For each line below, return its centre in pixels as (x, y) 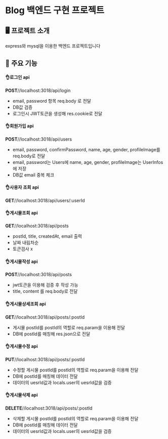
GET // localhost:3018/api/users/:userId (45, 201)
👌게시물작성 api (22, 261)
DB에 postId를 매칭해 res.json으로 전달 (51, 334)
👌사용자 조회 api (22, 187)
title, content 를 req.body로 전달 (45, 291)
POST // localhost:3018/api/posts (39, 275)
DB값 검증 (23, 107)
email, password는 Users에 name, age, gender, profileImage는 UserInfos (88, 162)
